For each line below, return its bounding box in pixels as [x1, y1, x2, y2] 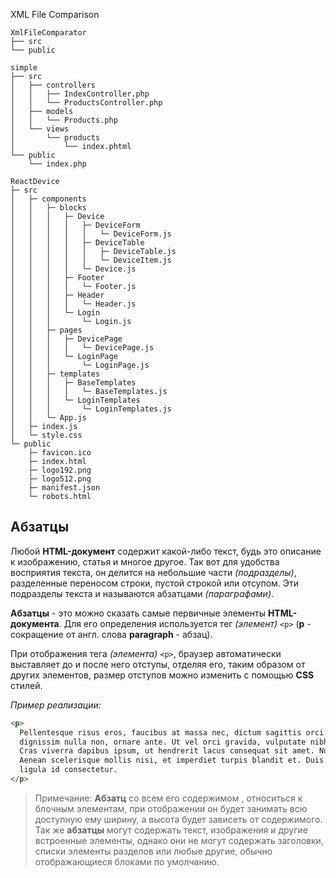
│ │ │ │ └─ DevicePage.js [10, 343, 155, 353]
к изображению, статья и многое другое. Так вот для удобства [10, 555, 280, 568]
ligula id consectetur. [19, 765, 118, 775]
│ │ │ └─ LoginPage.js [10, 360, 150, 370]
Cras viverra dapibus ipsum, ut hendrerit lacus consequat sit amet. [19, 746, 315, 756]
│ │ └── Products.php [10, 115, 118, 125]
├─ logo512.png [28, 474, 92, 484]
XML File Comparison [10, 9, 100, 20]
